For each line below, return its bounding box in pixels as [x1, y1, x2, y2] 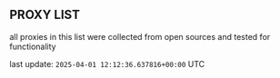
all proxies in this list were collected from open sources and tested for [9, 31, 271, 42]
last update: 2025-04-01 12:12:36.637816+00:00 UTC [9, 58, 205, 69]
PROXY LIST [9, 7, 80, 23]
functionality [9, 41, 56, 52]
